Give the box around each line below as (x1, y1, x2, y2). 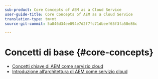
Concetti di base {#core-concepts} (5, 47, 154, 58)
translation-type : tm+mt (5, 16, 57, 21)
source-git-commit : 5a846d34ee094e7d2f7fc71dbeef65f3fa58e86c (5, 21, 137, 26)
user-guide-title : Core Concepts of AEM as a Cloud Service (5, 12, 133, 17)
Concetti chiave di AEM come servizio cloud (12, 63, 104, 70)
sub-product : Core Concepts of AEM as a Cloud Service (5, 7, 122, 12)
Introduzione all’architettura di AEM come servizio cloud (12, 69, 128, 75)
